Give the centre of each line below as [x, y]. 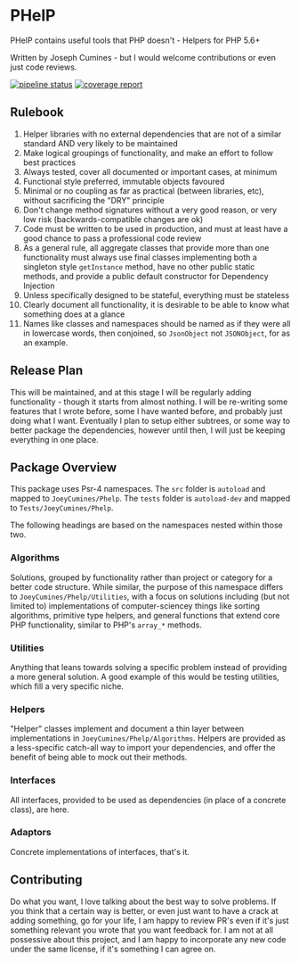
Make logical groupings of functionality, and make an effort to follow [148, 153]
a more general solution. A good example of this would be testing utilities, [145, 677]
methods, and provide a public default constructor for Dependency [146, 276]
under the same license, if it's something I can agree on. [113, 949]
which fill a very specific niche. [67, 686]
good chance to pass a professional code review [112, 238]
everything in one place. [54, 439]
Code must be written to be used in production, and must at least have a [155, 228]
